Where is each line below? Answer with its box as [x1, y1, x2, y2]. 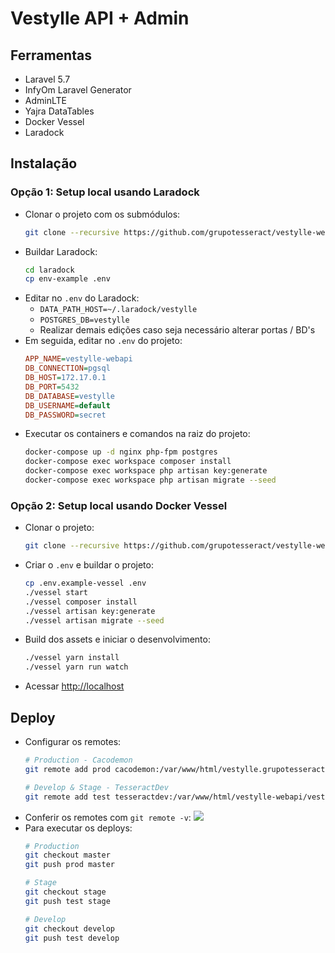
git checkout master [24, 850, 111, 861]
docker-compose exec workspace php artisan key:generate [24, 466, 268, 476]
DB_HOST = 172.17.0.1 [24, 373, 107, 383]
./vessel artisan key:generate [24, 606, 156, 616]
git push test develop [24, 933, 120, 943]
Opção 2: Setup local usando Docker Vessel [10, 498, 228, 512]
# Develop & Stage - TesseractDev [24, 782, 169, 792]
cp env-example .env [24, 274, 111, 284]
